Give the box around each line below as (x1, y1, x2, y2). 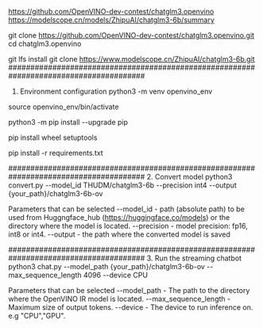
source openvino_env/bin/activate (8, 102, 119, 111)
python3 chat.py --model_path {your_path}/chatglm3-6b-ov (8, 262, 205, 271)
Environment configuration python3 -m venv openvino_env (19, 87, 213, 96)
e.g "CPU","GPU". (8, 311, 66, 320)
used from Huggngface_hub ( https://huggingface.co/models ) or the (8, 213, 230, 222)
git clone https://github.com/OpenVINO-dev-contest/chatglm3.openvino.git (8, 31, 255, 40)
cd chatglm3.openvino (8, 39, 82, 48)
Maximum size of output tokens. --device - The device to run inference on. (8, 303, 253, 312)
